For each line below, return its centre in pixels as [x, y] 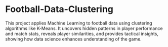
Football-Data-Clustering [59, 9]
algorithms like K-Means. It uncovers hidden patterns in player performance [84, 28]
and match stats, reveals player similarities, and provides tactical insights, [82, 33]
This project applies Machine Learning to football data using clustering [79, 23]
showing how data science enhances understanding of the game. [73, 39]
